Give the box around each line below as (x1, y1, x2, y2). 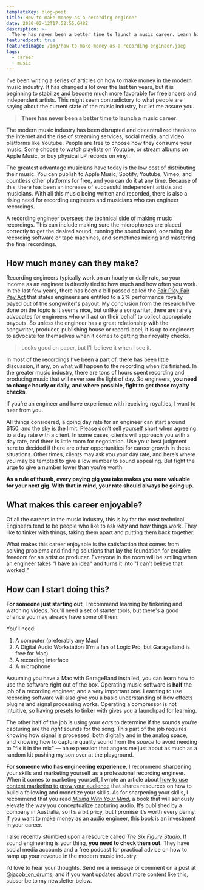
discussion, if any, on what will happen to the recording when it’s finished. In (6, 362, 197, 370)
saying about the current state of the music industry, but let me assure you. (6, 102, 194, 110)
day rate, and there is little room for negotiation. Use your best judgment (6, 438, 187, 445)
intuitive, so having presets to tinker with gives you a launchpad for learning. (6, 707, 197, 714)
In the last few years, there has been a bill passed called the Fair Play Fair (6, 287, 190, 294)
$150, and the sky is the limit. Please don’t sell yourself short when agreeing (6, 425, 196, 433)
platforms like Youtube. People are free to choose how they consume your (6, 139, 192, 146)
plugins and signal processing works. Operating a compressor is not (6, 700, 177, 707)
